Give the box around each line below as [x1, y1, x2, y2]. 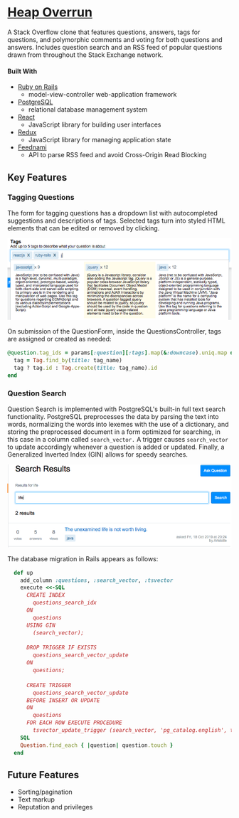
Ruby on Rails [17, 83, 58, 91]
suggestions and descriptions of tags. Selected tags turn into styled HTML [7, 216, 225, 225]
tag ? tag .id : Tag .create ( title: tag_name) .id [14, 364, 158, 371]
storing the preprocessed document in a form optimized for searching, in [7, 427, 221, 436]
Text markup [17, 795, 55, 804]
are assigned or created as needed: [7, 335, 112, 343]
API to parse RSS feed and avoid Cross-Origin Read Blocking [28, 151, 207, 159]
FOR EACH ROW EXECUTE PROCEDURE [26, 719, 122, 726]
